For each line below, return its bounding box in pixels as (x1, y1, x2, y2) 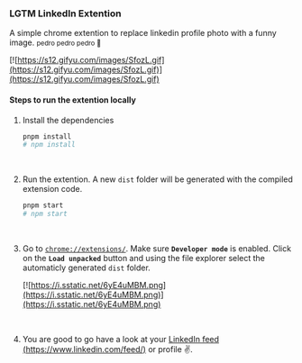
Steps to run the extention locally (9, 94, 137, 105)
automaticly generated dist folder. (22, 262, 151, 273)
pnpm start (22, 201, 64, 210)
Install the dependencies (22, 114, 114, 125)
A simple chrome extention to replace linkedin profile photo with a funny (9, 28, 277, 39)
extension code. (22, 184, 83, 195)
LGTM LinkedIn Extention (9, 7, 122, 20)
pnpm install (22, 132, 72, 141)
